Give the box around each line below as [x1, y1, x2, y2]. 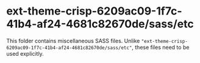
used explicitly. [6, 50, 44, 57]
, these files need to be [132, 44, 190, 51]
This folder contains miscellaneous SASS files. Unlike [6, 37, 140, 44]
